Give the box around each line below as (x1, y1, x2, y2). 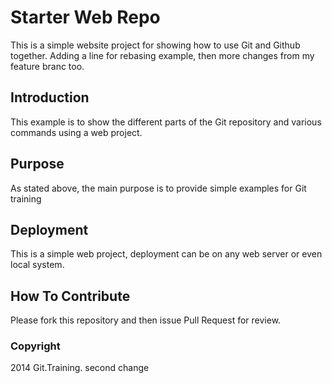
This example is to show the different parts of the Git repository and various (10, 116, 322, 128)
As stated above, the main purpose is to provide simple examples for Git (10, 182, 307, 194)
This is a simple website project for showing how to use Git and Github (10, 39, 301, 51)
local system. (10, 259, 65, 271)
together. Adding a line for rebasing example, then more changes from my (10, 49, 315, 61)
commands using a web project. (10, 126, 143, 138)
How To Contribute (10, 287, 131, 305)
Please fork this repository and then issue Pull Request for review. (10, 314, 282, 326)
